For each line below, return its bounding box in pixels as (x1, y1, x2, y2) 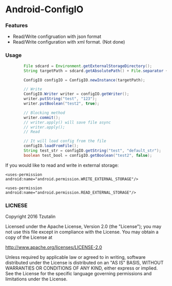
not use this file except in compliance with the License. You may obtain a (5, 229, 159, 235)
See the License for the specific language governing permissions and (5, 271, 152, 277)
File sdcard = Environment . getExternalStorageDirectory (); (24, 63, 153, 69)
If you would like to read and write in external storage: (5, 162, 119, 168)
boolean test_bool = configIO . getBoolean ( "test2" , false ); (24, 153, 153, 158)
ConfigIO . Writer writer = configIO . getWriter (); (24, 91, 130, 97)
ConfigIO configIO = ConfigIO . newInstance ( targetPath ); (24, 77, 145, 83)
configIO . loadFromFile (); (24, 144, 79, 149)
